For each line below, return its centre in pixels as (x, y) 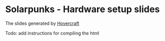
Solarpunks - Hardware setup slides (82, 9)
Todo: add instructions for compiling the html (52, 33)
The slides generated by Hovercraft (42, 23)
